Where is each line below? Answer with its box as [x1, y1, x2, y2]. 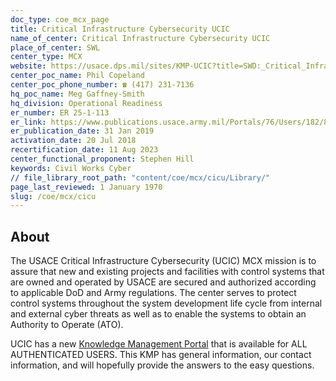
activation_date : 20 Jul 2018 [10, 136, 137, 146]
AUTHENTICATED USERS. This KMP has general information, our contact [10, 349, 312, 361]
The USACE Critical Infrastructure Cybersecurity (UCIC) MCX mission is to [10, 255, 317, 267]
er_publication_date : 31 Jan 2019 [10, 126, 155, 136]
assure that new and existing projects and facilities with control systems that [10, 266, 325, 278]
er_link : [10, 117, 47, 127]
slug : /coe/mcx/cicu [10, 191, 97, 201]
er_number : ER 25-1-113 [10, 107, 110, 118]
